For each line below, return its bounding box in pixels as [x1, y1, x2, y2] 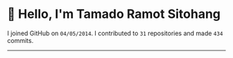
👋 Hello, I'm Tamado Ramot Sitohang [7, 6, 221, 22]
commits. [7, 36, 34, 44]
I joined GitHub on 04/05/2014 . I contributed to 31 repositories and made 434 [7, 29, 223, 37]
